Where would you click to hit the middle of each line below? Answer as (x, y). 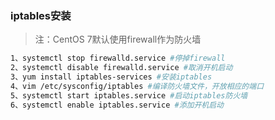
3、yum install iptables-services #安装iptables (111, 77)
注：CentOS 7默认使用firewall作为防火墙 (118, 39)
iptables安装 (41, 15)
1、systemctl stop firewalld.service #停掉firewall (118, 58)
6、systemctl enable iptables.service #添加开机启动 (117, 105)
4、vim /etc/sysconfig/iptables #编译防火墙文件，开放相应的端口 (137, 86)
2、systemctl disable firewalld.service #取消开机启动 (121, 68)
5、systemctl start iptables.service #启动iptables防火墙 (129, 95)
